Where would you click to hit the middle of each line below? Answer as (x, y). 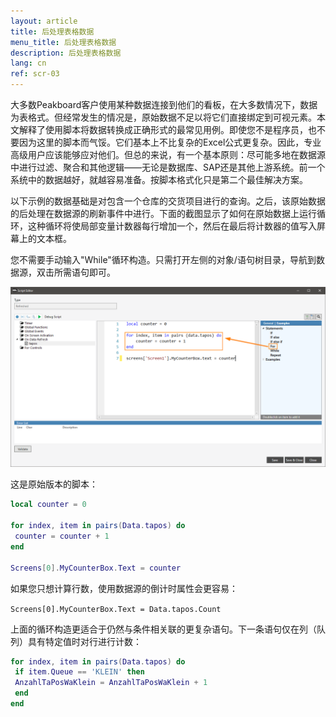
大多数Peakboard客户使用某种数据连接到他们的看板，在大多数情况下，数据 (164, 104)
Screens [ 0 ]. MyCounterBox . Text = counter (96, 568)
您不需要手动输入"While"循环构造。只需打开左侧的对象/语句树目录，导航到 (163, 259)
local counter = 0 (48, 505)
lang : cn (28, 63)
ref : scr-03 (35, 74)
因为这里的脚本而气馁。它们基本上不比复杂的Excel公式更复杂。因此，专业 (170, 142)
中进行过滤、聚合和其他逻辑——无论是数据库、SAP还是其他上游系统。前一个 (168, 167)
